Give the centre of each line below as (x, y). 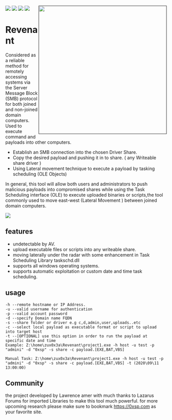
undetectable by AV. (34, 244)
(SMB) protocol (21, 99)
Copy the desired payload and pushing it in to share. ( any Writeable (84, 158)
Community (25, 383)
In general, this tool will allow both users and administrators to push (76, 184)
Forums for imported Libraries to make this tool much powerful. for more (82, 401)
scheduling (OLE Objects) (40, 174)
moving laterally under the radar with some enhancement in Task (81, 255)
